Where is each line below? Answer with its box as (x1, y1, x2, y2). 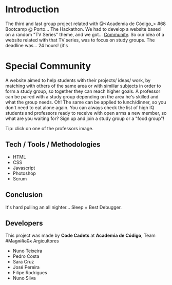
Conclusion (5, 191, 43, 199)
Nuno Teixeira (12, 248, 43, 254)
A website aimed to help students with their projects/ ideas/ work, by (5, 77, 151, 83)
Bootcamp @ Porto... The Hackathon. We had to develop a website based (5, 26, 161, 32)
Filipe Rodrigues (12, 270, 47, 276)
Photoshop (12, 170, 36, 176)
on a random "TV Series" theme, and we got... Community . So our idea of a (5, 31, 164, 37)
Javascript (12, 165, 35, 171)
